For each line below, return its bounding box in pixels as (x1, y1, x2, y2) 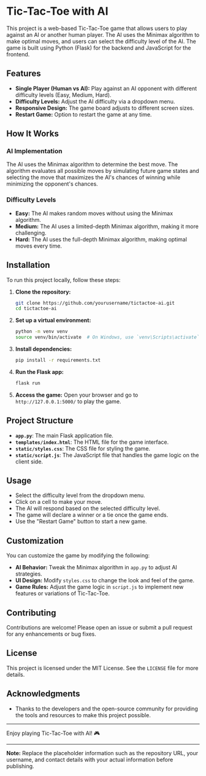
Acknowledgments (6, 688, 81, 699)
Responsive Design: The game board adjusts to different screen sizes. (15, 104, 194, 112)
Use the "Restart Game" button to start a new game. (15, 518, 147, 525)
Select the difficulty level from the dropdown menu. (15, 492, 145, 499)
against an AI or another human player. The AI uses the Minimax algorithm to (6, 31, 200, 38)
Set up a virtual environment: (15, 317, 91, 324)
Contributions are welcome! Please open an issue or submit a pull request (6, 624, 193, 631)
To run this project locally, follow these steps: (6, 276, 121, 283)
